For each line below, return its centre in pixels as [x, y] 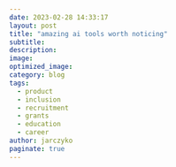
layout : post [33, 26]
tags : [19, 83]
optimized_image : [41, 67]
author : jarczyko [41, 140]
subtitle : [27, 42]
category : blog [37, 75]
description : [33, 50]
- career [33, 133]
